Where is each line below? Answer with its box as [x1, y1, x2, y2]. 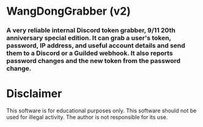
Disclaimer [6, 87, 62, 101]
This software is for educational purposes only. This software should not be [6, 107, 197, 114]
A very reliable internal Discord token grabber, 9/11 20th [6, 26, 175, 35]
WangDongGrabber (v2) [6, 4, 131, 18]
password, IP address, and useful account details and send [6, 42, 185, 50]
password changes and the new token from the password [6, 57, 181, 65]
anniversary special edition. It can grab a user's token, [6, 34, 171, 42]
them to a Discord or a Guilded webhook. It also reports [6, 49, 173, 57]
